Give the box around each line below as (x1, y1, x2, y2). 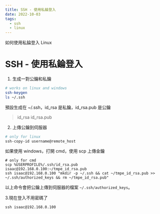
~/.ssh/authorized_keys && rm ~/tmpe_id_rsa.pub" (5, 175, 109, 180)
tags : (5, 16, 16, 21)
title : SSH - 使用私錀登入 (5, 7, 56, 12)
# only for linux (5, 134, 41, 139)
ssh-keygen (5, 90, 28, 95)
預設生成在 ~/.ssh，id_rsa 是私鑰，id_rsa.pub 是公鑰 (5, 104, 111, 110)
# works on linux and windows (5, 86, 67, 91)
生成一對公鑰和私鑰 (12, 76, 52, 82)
